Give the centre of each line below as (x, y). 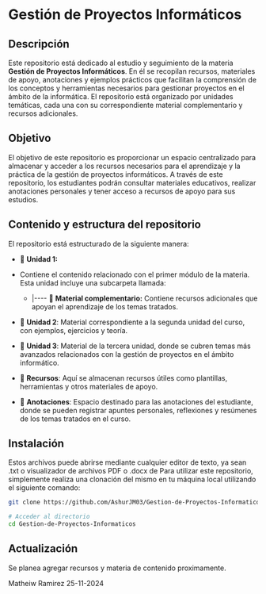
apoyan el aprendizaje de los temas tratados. (104, 306)
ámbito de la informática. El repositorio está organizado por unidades (121, 96)
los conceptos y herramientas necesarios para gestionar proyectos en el (126, 88)
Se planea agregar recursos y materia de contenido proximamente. (118, 568)
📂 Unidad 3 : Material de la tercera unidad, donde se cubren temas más (135, 346)
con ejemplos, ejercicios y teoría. (74, 330)
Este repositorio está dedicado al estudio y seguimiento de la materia (121, 63)
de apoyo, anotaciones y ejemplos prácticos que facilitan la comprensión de (133, 80)
